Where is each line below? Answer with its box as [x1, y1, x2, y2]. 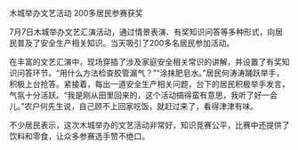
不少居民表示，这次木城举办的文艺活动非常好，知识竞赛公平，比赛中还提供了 [9, 120, 290, 130]
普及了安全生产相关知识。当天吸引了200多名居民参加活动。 [16, 38, 235, 48]
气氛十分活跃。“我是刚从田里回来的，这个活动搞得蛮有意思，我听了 [9, 90, 255, 100]
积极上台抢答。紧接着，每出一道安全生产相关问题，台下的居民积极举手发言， [9, 79, 290, 89]
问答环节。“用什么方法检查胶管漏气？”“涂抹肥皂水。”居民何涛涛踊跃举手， [16, 67, 285, 78]
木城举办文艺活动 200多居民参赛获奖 [9, 8, 144, 18]
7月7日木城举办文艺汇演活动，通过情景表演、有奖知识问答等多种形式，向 [9, 27, 276, 37]
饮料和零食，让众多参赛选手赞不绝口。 [9, 131, 149, 141]
